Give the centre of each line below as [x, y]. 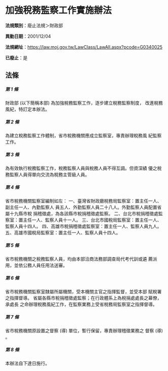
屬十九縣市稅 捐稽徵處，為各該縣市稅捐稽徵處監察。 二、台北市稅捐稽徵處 [82, 214]
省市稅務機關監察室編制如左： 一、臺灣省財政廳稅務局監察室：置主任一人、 [83, 201]
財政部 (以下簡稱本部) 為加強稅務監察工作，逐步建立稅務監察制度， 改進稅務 [84, 103]
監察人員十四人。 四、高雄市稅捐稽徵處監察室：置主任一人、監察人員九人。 [83, 226]
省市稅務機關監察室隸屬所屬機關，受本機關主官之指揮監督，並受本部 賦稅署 [83, 292]
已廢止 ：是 [16, 58]
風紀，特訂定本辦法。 [27, 109]
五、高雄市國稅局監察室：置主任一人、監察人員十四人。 [63, 233]
